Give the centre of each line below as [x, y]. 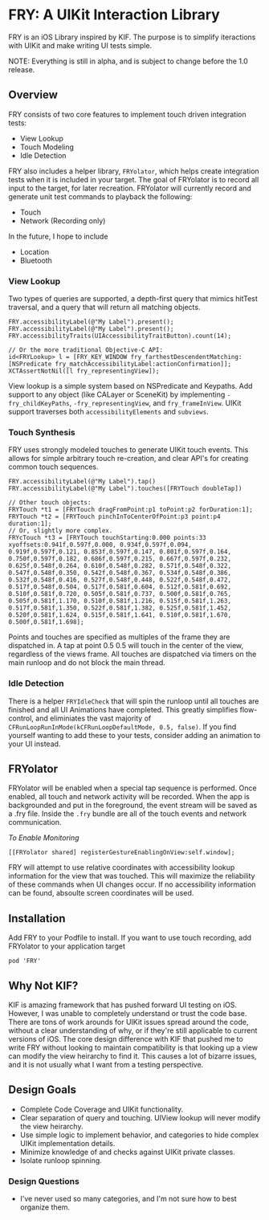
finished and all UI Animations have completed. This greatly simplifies [123, 709]
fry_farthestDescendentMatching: [186, 357]
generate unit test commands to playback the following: [100, 196]
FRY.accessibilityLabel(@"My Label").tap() [82, 482]
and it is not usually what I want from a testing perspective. [106, 1065]
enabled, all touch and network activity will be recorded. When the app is [129, 797]
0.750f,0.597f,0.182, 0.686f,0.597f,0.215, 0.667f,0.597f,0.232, [120, 559]
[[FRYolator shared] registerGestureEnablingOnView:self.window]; [122, 853]
